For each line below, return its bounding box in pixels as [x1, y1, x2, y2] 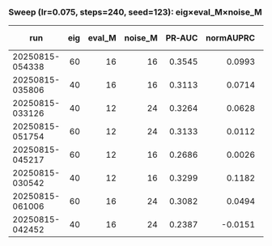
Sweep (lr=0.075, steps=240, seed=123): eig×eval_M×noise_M [8, 6, 263, 18]
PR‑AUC [165, 32, 198, 44]
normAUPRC [206, 32, 256, 44]
